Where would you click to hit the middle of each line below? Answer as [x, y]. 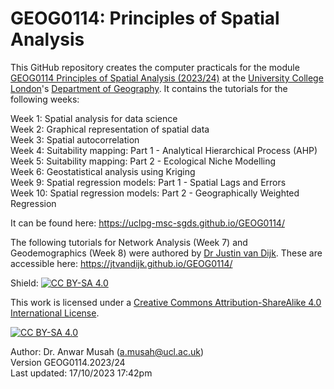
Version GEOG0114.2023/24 [68, 362]
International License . [55, 313]
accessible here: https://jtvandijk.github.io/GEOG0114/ [121, 263]
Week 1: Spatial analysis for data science [94, 118]
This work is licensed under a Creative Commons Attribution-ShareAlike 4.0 [166, 302]
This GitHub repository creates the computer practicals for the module [155, 67]
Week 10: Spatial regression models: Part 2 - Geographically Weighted [155, 193]
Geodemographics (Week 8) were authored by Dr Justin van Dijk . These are [166, 253]
